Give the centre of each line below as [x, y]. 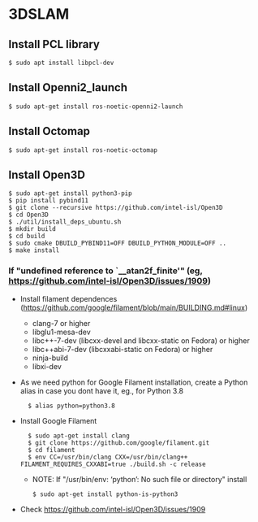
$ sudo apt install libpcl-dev [61, 63]
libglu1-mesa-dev [61, 332]
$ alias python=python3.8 [71, 406]
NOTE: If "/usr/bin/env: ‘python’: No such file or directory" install [140, 479]
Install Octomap [49, 131]
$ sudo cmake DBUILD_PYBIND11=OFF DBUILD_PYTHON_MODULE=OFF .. [118, 244]
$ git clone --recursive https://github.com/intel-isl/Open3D [116, 208]
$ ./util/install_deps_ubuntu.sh [65, 222]
